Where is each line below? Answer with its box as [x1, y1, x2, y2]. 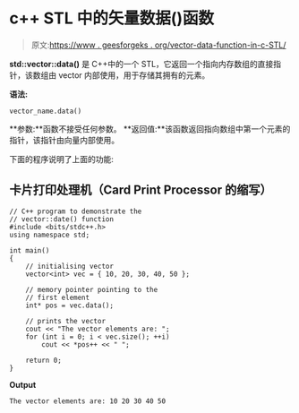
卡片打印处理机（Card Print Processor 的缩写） [9, 183, 272, 198]
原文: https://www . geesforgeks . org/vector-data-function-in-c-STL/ [30, 39, 286, 50]
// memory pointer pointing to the [25, 285, 158, 294]
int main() [9, 245, 50, 255]
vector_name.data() [9, 107, 82, 116]
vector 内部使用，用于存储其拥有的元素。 [57, 69, 210, 81]
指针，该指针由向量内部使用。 [9, 134, 119, 145]
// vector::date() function [9, 214, 115, 224]
